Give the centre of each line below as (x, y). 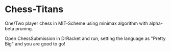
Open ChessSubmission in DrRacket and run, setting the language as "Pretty (85, 38)
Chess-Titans (34, 9)
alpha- (156, 23)
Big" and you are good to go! (35, 43)
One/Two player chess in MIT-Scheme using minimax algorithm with (77, 23)
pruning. (24, 28)
